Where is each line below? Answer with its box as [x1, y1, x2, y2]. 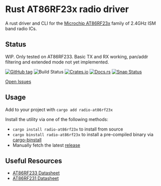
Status [5, 40, 27, 49]
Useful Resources [5, 156, 62, 165]
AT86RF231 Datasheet [12, 175, 59, 181]
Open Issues [5, 78, 32, 84]
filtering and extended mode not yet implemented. [5, 59, 109, 65]
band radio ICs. [5, 25, 37, 31]
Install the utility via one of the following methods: [5, 116, 108, 122]
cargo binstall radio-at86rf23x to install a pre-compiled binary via [12, 131, 153, 137]
